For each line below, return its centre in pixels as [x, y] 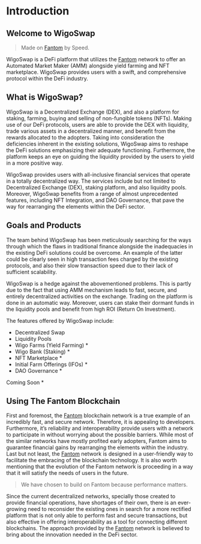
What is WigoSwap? [45, 97]
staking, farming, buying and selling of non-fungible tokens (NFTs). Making [99, 118]
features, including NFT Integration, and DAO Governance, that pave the [95, 200]
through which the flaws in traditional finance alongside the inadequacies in [100, 246]
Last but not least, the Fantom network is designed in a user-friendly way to [100, 454]
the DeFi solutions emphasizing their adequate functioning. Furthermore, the [101, 150]
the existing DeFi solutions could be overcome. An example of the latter [94, 252]
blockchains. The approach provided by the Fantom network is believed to [98, 528]
